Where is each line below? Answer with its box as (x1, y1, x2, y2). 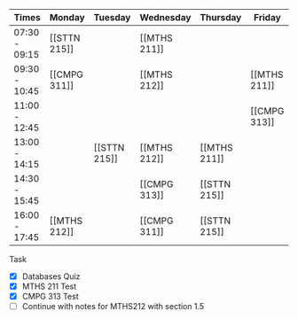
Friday (254, 12, 281, 23)
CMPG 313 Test (21, 292, 79, 302)
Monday (49, 12, 86, 23)
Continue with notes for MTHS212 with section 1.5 (21, 301, 205, 312)
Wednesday (139, 12, 192, 23)
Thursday (199, 12, 242, 23)
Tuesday (93, 12, 131, 23)
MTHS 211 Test (21, 281, 77, 292)
